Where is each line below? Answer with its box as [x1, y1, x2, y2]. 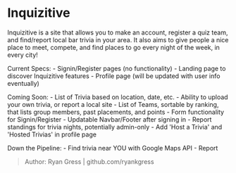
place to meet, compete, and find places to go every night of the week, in [7, 43, 221, 51]
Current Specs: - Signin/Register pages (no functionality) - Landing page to [7, 64, 226, 72]
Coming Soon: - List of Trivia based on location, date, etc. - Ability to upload [7, 93, 228, 101]
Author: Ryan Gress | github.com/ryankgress [24, 157, 154, 166]
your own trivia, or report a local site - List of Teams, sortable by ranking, [7, 100, 219, 108]
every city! [7, 51, 39, 59]
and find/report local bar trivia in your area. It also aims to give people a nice [7, 35, 229, 44]
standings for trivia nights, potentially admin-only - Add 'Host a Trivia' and [7, 122, 223, 131]
